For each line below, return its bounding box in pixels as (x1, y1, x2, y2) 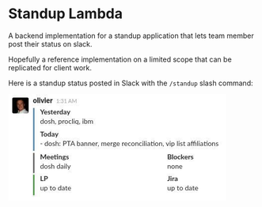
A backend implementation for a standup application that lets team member (8, 31, 255, 40)
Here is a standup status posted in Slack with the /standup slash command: (8, 78, 253, 88)
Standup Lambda (8, 5, 123, 23)
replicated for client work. (8, 62, 93, 72)
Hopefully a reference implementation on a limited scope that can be (8, 55, 232, 64)
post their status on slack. (8, 39, 93, 48)
